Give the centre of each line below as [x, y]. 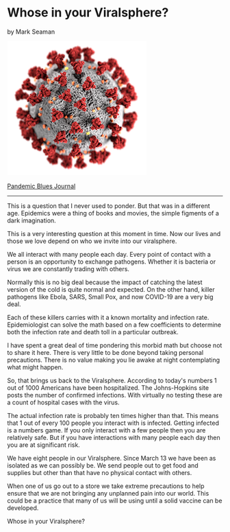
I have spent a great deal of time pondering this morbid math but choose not [115, 345]
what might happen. [35, 367]
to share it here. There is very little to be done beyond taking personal [105, 352]
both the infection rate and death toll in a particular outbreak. [93, 332]
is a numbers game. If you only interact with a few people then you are [106, 430]
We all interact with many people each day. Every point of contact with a [109, 254]
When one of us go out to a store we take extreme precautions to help [106, 486]
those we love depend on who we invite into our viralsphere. [92, 241]
